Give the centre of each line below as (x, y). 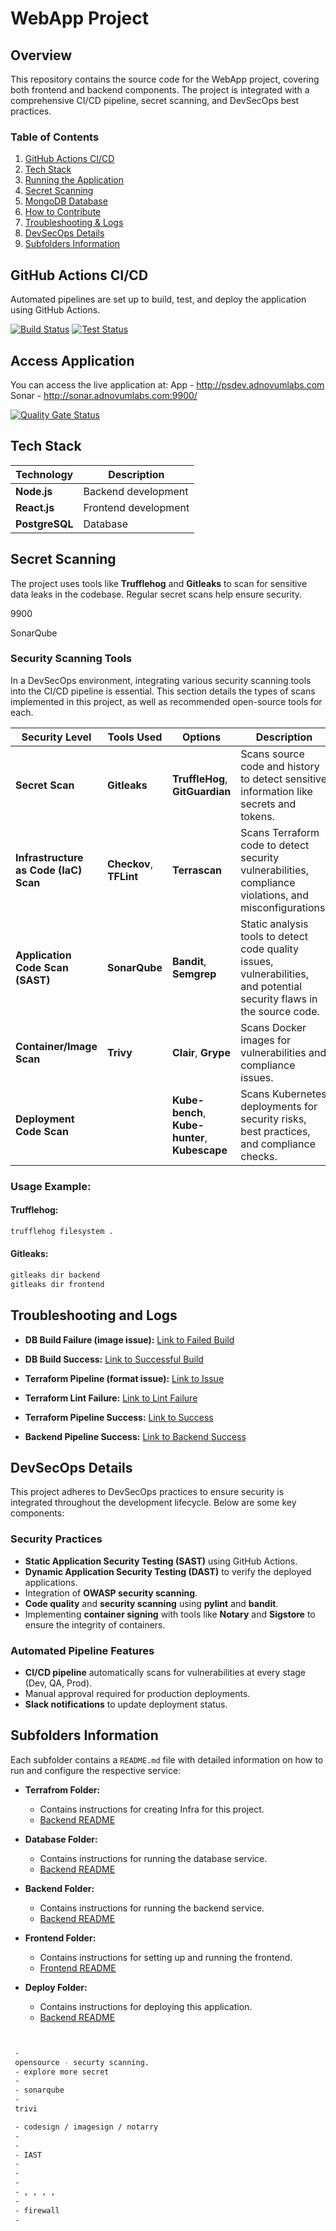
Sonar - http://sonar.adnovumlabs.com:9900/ (104, 395)
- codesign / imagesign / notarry (86, 2127)
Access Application (72, 360)
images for (266, 1040)
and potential (271, 986)
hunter (188, 1137)
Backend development (136, 491)
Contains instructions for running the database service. (153, 1858)
